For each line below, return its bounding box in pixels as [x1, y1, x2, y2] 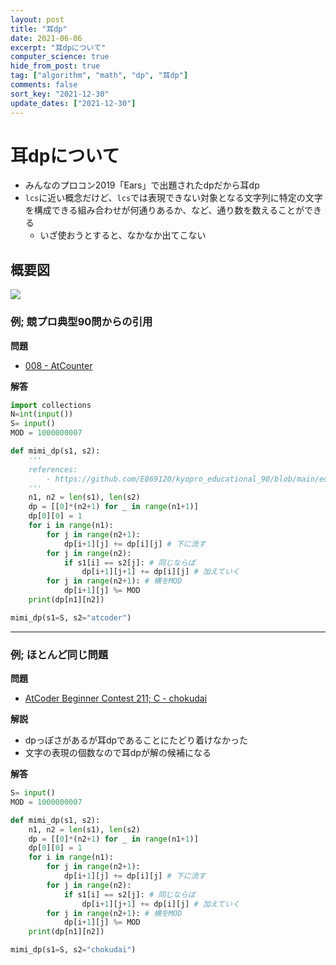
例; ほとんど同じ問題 [10, 647, 109, 661]
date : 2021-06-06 [10, 33, 83, 43]
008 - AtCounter [24, 359, 93, 371]
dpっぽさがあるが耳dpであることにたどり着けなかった [24, 734, 248, 746]
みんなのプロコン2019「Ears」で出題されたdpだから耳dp [24, 179, 260, 191]
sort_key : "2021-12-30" [10, 89, 110, 99]
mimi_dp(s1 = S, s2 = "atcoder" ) [10, 612, 132, 623]
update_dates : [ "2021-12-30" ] [10, 98, 137, 108]
